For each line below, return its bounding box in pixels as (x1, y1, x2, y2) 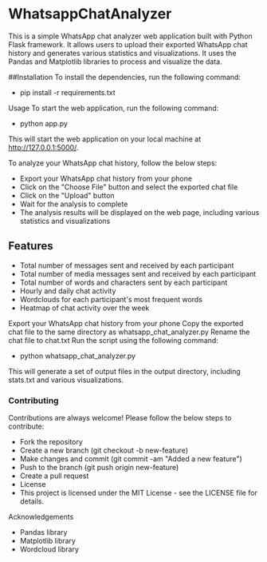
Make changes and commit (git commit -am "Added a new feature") (19, 454, 243, 464)
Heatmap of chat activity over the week (19, 303, 150, 313)
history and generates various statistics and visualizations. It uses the (8, 48, 237, 58)
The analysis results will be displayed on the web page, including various (19, 207, 260, 217)
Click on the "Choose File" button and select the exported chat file (19, 181, 238, 192)
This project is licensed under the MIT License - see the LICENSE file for (19, 488, 257, 498)
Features (8, 239, 53, 253)
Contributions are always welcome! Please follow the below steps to (8, 413, 232, 423)
